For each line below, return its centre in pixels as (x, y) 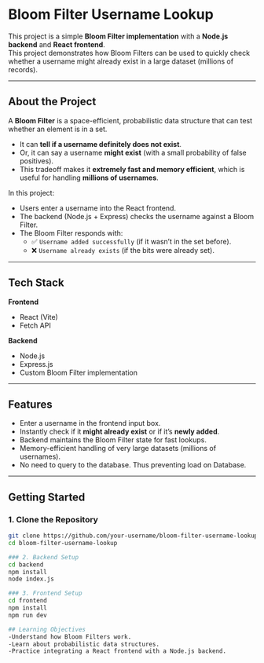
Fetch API (35, 325)
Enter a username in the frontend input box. (90, 423)
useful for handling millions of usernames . (89, 178)
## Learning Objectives (47, 629)
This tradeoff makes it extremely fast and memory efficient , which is (132, 169)
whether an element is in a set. (58, 129)
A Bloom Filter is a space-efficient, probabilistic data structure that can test (130, 120)
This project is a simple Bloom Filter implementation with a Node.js (118, 36)
